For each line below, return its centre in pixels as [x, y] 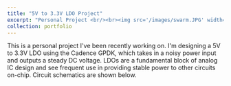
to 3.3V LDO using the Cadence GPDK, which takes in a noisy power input [112, 53]
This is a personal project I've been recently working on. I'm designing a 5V [114, 46]
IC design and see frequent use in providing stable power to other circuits [111, 68]
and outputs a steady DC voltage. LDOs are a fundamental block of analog [112, 61]
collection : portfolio [40, 26]
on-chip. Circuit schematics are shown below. [72, 75]
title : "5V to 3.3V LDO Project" [55, 13]
